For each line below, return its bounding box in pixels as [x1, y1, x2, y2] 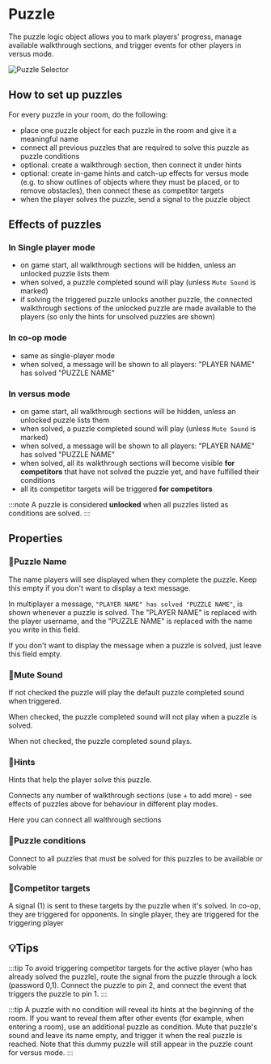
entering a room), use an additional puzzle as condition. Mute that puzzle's [8, 1022, 257, 1032]
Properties [8, 532, 63, 545]
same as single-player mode [19, 350, 116, 361]
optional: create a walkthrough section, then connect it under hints [19, 160, 243, 169]
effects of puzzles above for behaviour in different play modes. [8, 799, 218, 809]
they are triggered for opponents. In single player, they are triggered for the [8, 909, 259, 919]
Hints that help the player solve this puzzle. [8, 775, 152, 784]
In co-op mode [8, 332, 67, 344]
